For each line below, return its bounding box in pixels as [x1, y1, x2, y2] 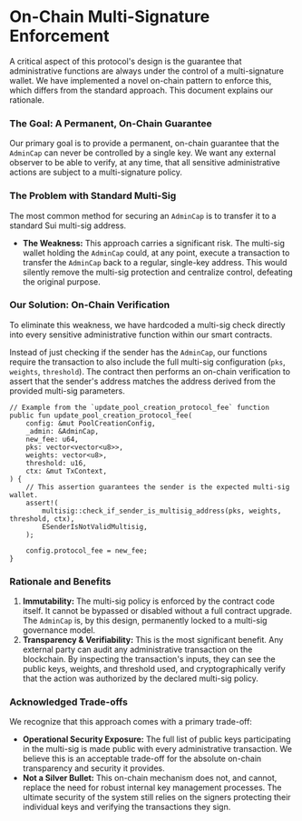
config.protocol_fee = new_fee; [25, 546, 148, 556]
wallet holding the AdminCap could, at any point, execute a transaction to [22, 247, 290, 258]
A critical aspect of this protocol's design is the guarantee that [9, 55, 242, 66]
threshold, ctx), [9, 514, 75, 524]
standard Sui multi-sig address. [9, 220, 127, 231]
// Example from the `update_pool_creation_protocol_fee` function [9, 403, 270, 412]
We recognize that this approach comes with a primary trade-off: [9, 716, 252, 727]
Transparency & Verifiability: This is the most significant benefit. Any [22, 635, 284, 646]
